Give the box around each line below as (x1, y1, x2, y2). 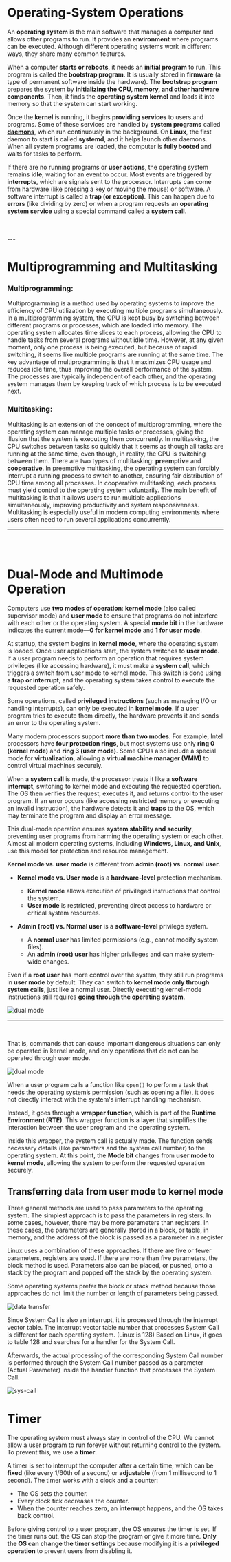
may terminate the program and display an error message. (7, 811, 172, 820)
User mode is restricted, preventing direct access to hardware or (27, 901, 212, 909)
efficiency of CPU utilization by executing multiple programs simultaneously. (7, 307, 223, 315)
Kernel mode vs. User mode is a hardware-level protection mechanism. (16, 873, 223, 882)
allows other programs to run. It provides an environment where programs (7, 34, 219, 43)
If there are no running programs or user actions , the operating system (7, 163, 208, 171)
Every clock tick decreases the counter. (16, 1497, 129, 1505)
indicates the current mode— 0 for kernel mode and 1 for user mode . (7, 626, 203, 634)
